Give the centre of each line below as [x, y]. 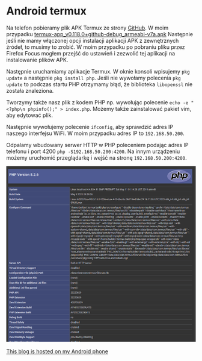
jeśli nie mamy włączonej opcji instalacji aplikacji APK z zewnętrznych [93, 40]
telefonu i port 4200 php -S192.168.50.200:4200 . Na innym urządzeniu [93, 151]
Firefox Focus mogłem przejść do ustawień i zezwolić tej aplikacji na [91, 53]
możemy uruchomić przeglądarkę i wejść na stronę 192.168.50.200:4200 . [97, 157]
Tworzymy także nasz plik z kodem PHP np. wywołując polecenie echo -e [97, 102]
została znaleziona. [30, 90]
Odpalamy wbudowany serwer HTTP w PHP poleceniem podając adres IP [97, 145]
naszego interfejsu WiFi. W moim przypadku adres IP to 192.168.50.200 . [95, 133]
